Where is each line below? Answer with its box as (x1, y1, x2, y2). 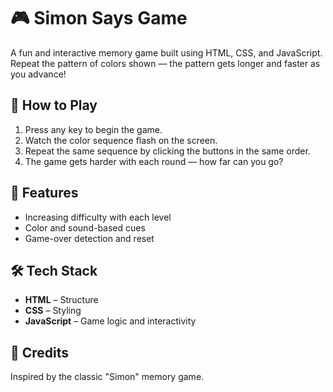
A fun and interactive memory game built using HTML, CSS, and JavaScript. (10, 46, 323, 59)
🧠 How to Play (10, 97, 98, 114)
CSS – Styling (24, 305, 82, 317)
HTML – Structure (24, 294, 99, 306)
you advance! (10, 68, 67, 80)
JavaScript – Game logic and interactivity (24, 315, 197, 327)
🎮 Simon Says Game (10, 7, 188, 30)
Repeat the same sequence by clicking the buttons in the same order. (24, 145, 311, 157)
